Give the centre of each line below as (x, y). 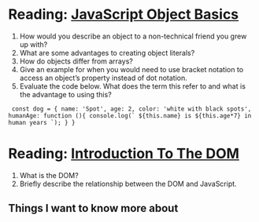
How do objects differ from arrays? (76, 61)
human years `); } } (42, 122)
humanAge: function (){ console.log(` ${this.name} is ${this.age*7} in (130, 115)
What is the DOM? (49, 175)
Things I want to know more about (93, 208)
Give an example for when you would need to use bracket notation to (131, 69)
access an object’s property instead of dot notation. (103, 78)
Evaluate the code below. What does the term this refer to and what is (133, 86)
